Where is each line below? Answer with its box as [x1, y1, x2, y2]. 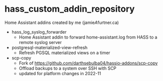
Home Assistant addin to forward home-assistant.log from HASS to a [19, 34, 158, 40]
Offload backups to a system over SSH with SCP [19, 65, 117, 71]
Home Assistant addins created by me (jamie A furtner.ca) [4, 20, 119, 25]
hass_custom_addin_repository [4, 3, 135, 15]
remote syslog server [19, 39, 62, 45]
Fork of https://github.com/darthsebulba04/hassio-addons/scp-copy [19, 60, 158, 66]
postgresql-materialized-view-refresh [11, 44, 88, 50]
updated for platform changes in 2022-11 [19, 70, 101, 76]
